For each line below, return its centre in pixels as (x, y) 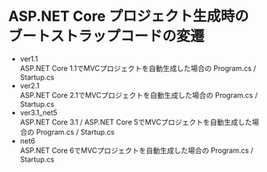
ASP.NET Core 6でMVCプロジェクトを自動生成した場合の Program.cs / (137, 150)
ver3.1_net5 (38, 112)
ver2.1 (30, 85)
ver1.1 (29, 59)
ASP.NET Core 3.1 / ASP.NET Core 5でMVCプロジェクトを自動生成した (136, 122)
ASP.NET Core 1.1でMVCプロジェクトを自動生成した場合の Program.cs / (138, 68)
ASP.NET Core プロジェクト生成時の (129, 16)
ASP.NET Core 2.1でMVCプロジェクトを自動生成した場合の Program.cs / (139, 95)
